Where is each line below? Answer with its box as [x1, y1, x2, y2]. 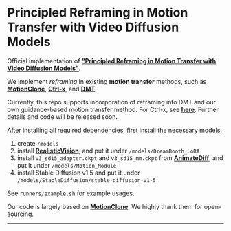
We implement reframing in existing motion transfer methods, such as [7, 77, 207, 85]
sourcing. [7, 210, 34, 218]
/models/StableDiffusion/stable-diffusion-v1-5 [16, 177, 156, 184]
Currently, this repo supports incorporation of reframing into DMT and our [7, 98, 217, 106]
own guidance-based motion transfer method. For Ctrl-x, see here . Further [7, 105, 219, 113]
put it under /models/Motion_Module [16, 161, 117, 169]
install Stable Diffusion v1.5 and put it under [16, 168, 140, 177]
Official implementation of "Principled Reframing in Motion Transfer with [7, 56, 217, 65]
